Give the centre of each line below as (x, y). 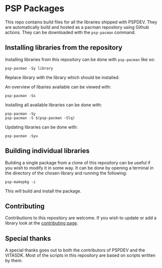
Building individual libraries (47, 151)
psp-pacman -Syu (21, 136)
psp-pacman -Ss (20, 96)
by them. (14, 261)
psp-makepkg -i (20, 182)
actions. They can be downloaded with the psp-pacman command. (71, 32)
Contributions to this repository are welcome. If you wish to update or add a (81, 218)
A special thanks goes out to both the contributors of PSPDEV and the (75, 250)
